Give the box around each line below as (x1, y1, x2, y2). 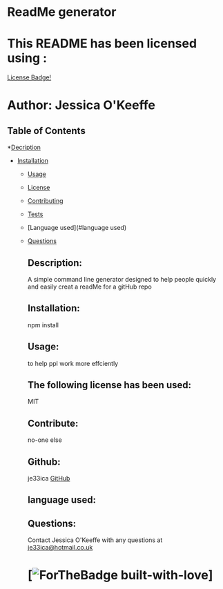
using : (7, 50, 47, 66)
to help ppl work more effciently (27, 359, 119, 367)
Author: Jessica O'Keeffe (7, 97, 155, 113)
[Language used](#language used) (27, 224, 127, 232)
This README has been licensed (7, 36, 197, 52)
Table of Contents (7, 125, 86, 137)
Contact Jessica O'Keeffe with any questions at (27, 536, 163, 544)
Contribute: (27, 417, 79, 429)
